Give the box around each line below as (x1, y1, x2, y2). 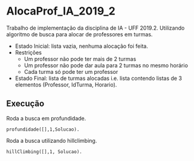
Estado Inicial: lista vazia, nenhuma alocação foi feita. (15, 42, 148, 50)
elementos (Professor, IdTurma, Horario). (15, 80, 117, 88)
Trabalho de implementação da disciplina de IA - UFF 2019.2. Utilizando (6, 24, 185, 31)
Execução (6, 99, 45, 109)
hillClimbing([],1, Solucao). (6, 148, 83, 155)
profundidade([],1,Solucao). (6, 126, 80, 133)
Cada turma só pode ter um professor (24, 68, 118, 75)
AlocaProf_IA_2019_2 (6, 4, 116, 18)
